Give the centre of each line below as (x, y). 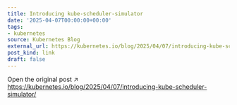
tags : (15, 27)
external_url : (28, 46)
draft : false (26, 59)
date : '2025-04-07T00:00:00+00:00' (60, 20)
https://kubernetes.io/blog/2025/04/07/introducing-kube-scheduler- (107, 86)
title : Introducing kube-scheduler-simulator (75, 14)
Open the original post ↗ (43, 79)
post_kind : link (31, 53)
